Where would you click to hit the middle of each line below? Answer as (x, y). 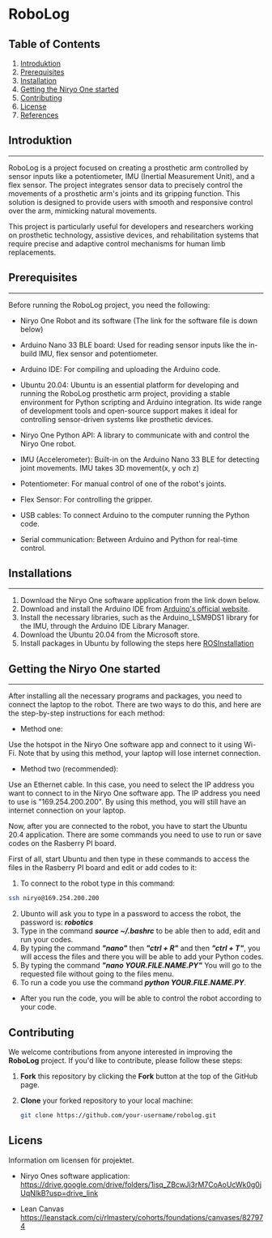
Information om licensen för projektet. (71, 1160)
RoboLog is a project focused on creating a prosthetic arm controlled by (128, 168)
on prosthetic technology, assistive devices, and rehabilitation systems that (134, 235)
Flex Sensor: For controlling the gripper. (86, 499)
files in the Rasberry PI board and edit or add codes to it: (102, 868)
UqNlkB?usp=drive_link (59, 1193)
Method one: (41, 729)
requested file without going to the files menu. (97, 974)
